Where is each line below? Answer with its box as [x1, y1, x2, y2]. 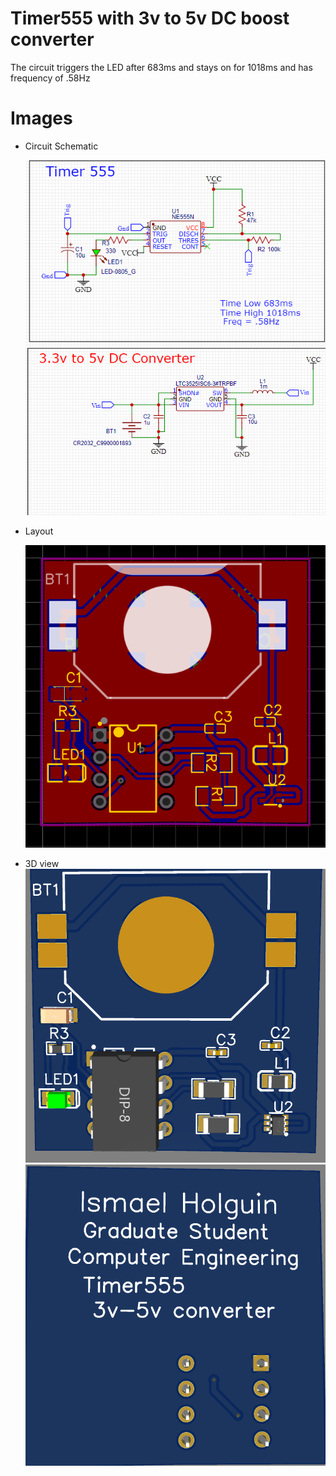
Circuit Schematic [24, 140, 99, 152]
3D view [24, 858, 60, 870]
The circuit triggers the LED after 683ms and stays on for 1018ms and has [10, 61, 313, 73]
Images [10, 107, 73, 130]
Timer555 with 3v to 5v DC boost [10, 7, 290, 30]
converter [10, 28, 95, 51]
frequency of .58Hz [10, 72, 91, 84]
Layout [24, 525, 54, 537]
